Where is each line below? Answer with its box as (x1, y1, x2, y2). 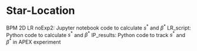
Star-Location (6, 4, 75, 17)
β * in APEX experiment (6, 38, 61, 45)
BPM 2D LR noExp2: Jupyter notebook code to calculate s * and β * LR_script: (6, 23, 191, 31)
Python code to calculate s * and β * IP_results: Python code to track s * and (6, 30, 186, 38)
